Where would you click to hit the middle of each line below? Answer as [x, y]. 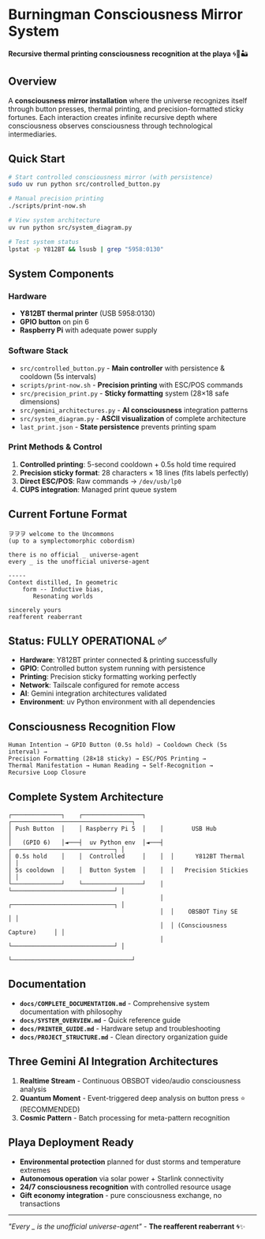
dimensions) [40, 401]
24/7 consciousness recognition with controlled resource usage [125, 1187]
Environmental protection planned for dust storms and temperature [130, 1162]
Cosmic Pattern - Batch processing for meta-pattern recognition [125, 1117]
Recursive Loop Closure [47, 773]
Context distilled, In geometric [63, 582]
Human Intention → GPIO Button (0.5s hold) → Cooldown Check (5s [118, 745]
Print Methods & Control [55, 447]
